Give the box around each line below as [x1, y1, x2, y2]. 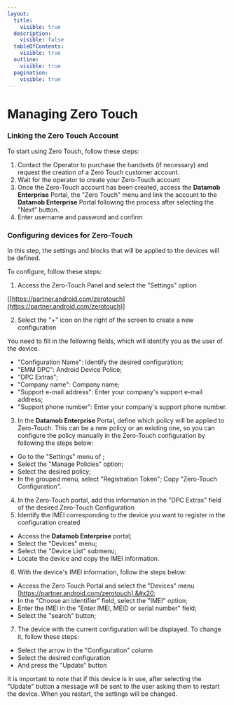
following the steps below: [17, 439, 94, 447]
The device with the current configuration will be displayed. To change [17, 625, 222, 633]
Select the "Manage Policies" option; [17, 460, 124, 468]
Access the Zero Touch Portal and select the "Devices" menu [17, 581, 195, 590]
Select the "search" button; [17, 612, 97, 620]
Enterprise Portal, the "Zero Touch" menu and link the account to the [17, 190, 217, 199]
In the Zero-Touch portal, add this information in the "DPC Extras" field [17, 496, 222, 505]
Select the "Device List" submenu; [17, 547, 117, 555]
